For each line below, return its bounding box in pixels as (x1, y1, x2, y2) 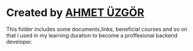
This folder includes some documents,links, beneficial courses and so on (6, 26, 188, 33)
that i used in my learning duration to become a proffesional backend (6, 31, 178, 39)
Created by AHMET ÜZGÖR (6, 6, 145, 20)
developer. (6, 38, 33, 45)
